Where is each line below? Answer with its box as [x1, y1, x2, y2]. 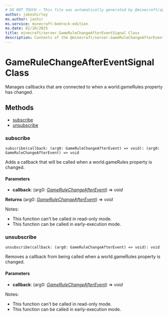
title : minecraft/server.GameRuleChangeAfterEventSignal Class [5, 30, 140, 35]
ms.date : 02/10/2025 [5, 26, 48, 31]
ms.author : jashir [5, 16, 43, 21]
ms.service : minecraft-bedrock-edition [5, 21, 88, 26]
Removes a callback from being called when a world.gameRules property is [5, 254, 161, 260]
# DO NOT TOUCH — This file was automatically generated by [5, 7, 133, 12]
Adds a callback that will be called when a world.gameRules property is [5, 159, 152, 165]
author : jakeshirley [5, 12, 48, 17]
